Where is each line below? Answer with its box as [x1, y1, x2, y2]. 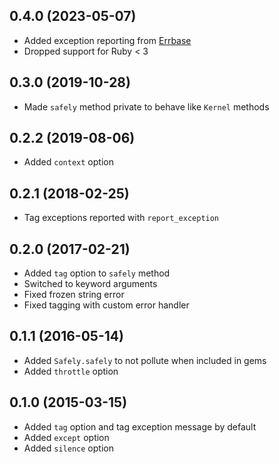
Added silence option [23, 442, 114, 454]
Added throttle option [23, 365, 119, 377]
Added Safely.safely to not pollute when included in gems [23, 354, 267, 366]
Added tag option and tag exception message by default [23, 420, 257, 433]
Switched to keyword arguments [23, 278, 158, 290]
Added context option [23, 156, 114, 168]
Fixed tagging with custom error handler [23, 299, 190, 311]
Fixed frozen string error [23, 289, 125, 301]
